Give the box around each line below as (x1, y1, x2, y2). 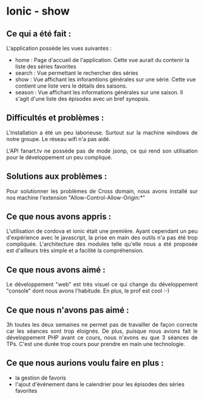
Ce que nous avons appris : (6, 212, 112, 222)
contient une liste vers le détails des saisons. (15, 82, 127, 89)
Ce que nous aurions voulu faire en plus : (6, 358, 164, 369)
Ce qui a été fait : (6, 29, 72, 39)
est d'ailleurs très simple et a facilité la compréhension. (6, 247, 144, 254)
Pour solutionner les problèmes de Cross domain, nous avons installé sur (6, 187, 198, 195)
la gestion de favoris (15, 374, 67, 381)
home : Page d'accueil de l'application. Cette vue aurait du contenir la (15, 57, 189, 63)
